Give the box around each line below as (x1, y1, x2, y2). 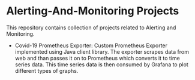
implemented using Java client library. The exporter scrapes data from (14, 48, 189, 55)
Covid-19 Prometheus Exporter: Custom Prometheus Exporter (14, 42, 168, 49)
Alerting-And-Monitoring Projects (6, 4, 179, 18)
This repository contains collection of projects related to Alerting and (6, 24, 176, 31)
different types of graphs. (14, 67, 79, 74)
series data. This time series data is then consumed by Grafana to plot (14, 61, 189, 68)
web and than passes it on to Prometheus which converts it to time (14, 54, 180, 61)
